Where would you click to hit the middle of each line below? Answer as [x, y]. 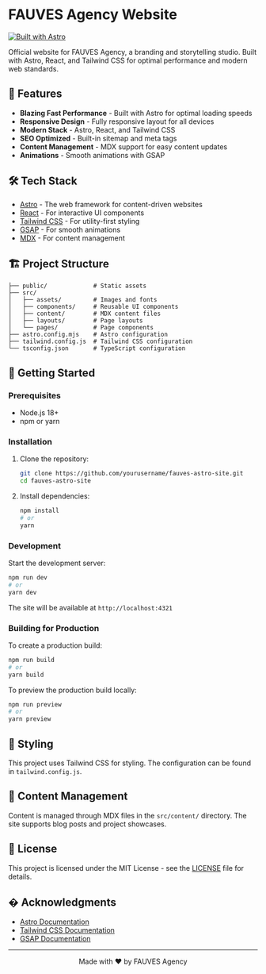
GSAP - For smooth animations [70, 229]
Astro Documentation [54, 922]
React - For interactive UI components [82, 213]
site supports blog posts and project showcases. [87, 824]
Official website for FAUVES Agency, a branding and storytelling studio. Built [133, 52]
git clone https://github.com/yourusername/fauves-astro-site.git [131, 474]
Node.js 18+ [39, 413]
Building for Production [54, 628]
